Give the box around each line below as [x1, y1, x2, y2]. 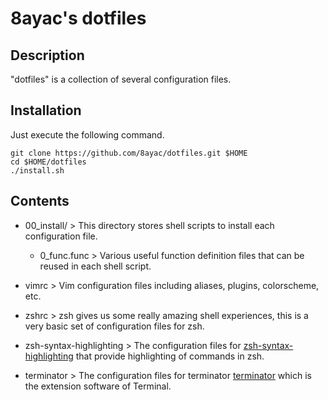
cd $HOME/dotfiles [10, 157, 87, 167]
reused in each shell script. [39, 260, 152, 272]
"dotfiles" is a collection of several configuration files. [10, 73, 232, 85]
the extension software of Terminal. [24, 380, 172, 392]
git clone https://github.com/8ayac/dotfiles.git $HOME [10, 148, 248, 158]
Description [10, 47, 85, 64]
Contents [10, 193, 70, 210]
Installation [10, 102, 82, 119]
